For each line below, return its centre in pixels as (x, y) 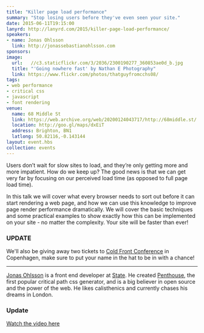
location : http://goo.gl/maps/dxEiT (58, 125)
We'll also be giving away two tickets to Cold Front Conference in (88, 251)
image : (15, 57)
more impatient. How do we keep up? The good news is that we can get (96, 172)
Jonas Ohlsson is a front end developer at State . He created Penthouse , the (101, 275)
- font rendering (28, 102)
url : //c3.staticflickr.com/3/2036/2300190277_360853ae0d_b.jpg (97, 63)
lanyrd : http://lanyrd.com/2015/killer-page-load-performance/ (88, 29)
